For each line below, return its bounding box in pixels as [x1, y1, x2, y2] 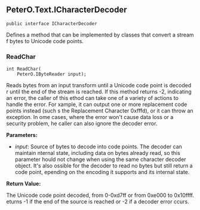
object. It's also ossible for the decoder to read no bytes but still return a [14, 162, 193, 169]
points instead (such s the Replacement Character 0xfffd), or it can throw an [6, 107, 194, 114]
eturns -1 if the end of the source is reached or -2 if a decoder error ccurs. [6, 198, 189, 205]
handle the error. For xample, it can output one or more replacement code [6, 101, 187, 108]
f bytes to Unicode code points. [6, 37, 84, 44]
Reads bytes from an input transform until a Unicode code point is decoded [6, 82, 192, 89]
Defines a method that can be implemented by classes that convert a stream [6, 31, 194, 38]
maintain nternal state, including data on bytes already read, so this [14, 150, 180, 157]
